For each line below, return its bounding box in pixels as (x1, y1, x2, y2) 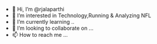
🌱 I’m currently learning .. (11, 18, 75, 25)
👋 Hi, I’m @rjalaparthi (11, 6, 64, 12)
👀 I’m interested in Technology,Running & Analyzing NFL (11, 12, 152, 19)
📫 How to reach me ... (11, 32, 68, 38)
